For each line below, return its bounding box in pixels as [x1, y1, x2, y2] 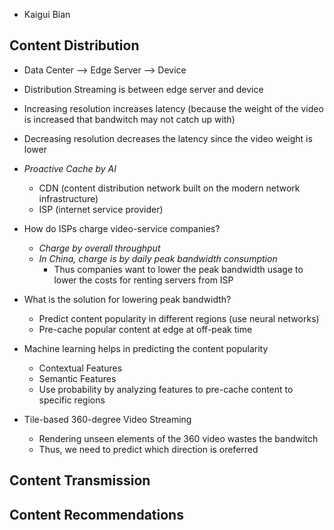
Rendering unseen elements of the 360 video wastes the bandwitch [38, 432, 319, 444]
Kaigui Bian [23, 9, 71, 20]
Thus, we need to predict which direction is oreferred [38, 443, 259, 455]
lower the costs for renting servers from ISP [53, 274, 234, 286]
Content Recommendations [9, 506, 184, 523]
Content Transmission [9, 472, 151, 489]
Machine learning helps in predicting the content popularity [23, 342, 269, 354]
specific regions [38, 394, 106, 406]
